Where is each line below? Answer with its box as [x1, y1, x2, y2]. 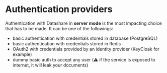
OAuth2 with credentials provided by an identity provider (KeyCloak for [12, 46, 159, 52]
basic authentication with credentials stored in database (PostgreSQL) [12, 35, 158, 41]
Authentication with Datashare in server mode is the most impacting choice [5, 20, 162, 26]
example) [12, 51, 32, 57]
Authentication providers [5, 4, 113, 15]
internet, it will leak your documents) [12, 62, 89, 68]
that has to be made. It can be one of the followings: [5, 25, 113, 31]
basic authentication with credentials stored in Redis [12, 40, 121, 46]
